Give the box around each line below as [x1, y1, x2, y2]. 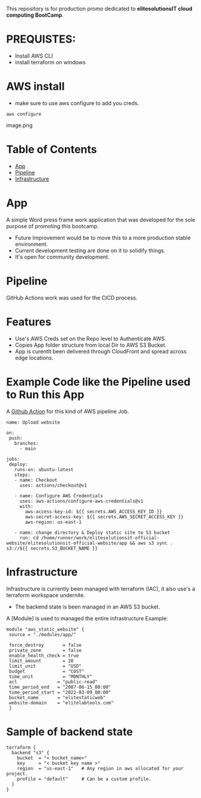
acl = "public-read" [8, 679, 98, 685]
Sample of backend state [6, 725, 133, 739]
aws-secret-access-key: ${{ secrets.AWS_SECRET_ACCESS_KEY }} [25, 514, 184, 520]
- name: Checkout [14, 477, 58, 483]
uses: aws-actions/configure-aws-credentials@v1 [19, 498, 144, 504]
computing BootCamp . [6, 11, 64, 19]
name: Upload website [6, 419, 61, 425]
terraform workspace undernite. [6, 591, 85, 599]
